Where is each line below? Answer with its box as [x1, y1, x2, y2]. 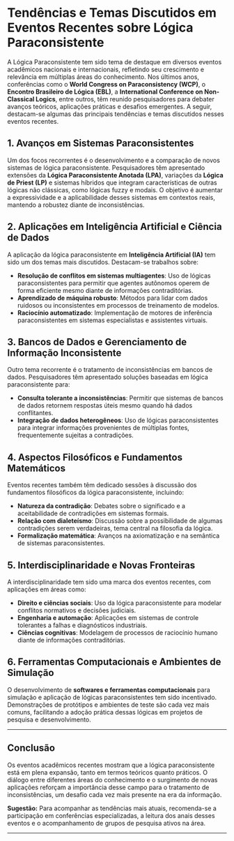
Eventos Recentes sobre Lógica [7, 20, 194, 36]
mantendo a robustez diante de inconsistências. [7, 201, 145, 209]
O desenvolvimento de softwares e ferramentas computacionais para [7, 685, 210, 693]
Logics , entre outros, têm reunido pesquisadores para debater [36, 94, 214, 103]
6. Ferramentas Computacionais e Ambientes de [7, 656, 221, 668]
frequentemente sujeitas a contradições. [17, 431, 134, 440]
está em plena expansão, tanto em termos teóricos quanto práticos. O [7, 768, 208, 777]
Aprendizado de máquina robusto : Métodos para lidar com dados [17, 294, 208, 302]
